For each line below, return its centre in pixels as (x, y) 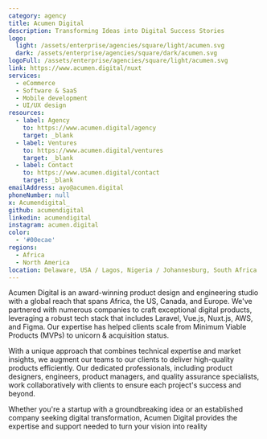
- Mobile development (52, 98)
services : (25, 76)
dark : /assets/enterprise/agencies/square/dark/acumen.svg (117, 53)
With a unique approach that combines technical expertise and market (125, 351)
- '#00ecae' (36, 240)
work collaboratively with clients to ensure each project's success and (125, 385)
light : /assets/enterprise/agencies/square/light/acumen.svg (120, 46)
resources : (27, 113)
